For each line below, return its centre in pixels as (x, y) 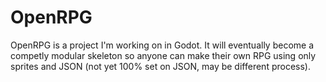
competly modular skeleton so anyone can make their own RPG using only (163, 55)
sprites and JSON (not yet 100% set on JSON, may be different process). (160, 66)
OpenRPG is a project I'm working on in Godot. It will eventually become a (162, 45)
